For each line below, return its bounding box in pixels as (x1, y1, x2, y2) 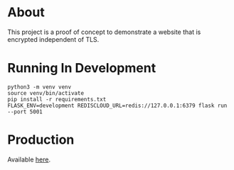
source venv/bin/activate (7, 89, 84, 96)
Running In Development (7, 60, 156, 76)
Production (7, 132, 75, 148)
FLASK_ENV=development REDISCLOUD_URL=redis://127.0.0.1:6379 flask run (7, 102, 228, 109)
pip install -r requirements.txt (7, 96, 107, 103)
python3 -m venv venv (7, 83, 72, 91)
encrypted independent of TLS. (7, 35, 100, 43)
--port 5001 (7, 108, 43, 115)
